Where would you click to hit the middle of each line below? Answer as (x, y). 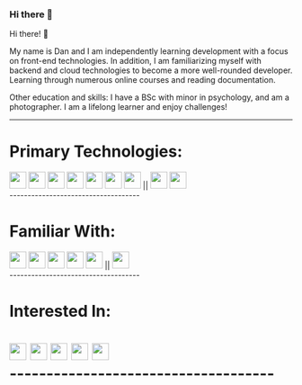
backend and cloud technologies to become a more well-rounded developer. (151, 70)
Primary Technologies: (96, 152)
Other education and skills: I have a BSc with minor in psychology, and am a (150, 97)
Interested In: (60, 312)
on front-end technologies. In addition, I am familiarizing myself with (136, 61)
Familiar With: (62, 232)
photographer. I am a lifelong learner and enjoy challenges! (118, 107)
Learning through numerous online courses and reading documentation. (142, 80)
